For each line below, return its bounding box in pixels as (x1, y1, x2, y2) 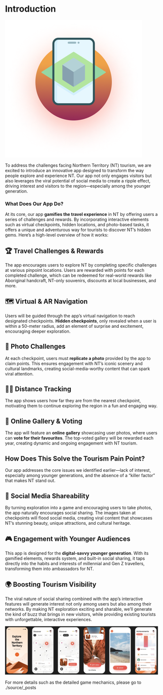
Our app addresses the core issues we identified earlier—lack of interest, (5, 467, 151, 473)
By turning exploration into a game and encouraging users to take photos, (5, 504, 152, 510)
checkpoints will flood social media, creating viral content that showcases (5, 515, 153, 521)
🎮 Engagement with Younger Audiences (5, 535, 130, 543)
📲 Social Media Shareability (5, 492, 90, 500)
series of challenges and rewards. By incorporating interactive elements (5, 216, 149, 222)
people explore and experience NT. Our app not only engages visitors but (5, 173, 152, 178)
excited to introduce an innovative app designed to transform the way (5, 167, 144, 173)
